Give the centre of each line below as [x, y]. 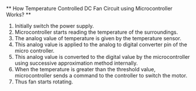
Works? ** [19, 15]
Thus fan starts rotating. [44, 82]
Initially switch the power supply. [54, 26]
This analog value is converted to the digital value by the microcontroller [102, 57]
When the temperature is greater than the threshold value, [85, 69]
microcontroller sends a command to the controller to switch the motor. [101, 76]
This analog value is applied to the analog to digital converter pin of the [101, 44]
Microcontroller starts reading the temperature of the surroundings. [96, 32]
